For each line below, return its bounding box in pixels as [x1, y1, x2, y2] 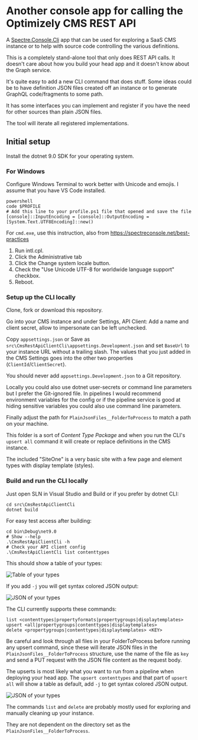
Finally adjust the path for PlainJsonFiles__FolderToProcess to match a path [6, 414, 191, 421]
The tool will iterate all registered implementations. [6, 119, 129, 126]
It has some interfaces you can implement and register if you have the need [6, 102, 190, 109]
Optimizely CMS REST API [6, 17, 137, 30]
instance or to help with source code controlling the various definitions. [6, 43, 180, 50]
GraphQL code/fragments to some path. [6, 90, 103, 97]
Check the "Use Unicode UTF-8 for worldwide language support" [14, 266, 175, 273]
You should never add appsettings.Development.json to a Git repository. [6, 372, 181, 379]
